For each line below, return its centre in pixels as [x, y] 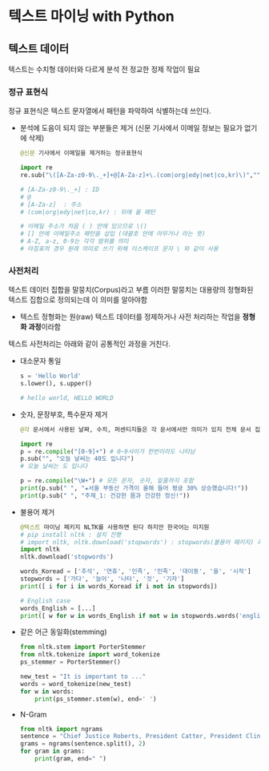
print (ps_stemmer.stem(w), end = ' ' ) [96, 699]
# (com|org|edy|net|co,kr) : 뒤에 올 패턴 [88, 212]
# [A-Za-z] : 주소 [50, 204]
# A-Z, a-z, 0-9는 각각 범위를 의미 [74, 241]
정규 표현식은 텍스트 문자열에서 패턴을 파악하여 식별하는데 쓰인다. [110, 111]
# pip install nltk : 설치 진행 [70, 535]
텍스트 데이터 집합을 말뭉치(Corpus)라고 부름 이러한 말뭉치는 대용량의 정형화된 [131, 290]
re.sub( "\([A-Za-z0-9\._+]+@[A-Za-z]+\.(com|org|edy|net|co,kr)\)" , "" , [142, 176]
